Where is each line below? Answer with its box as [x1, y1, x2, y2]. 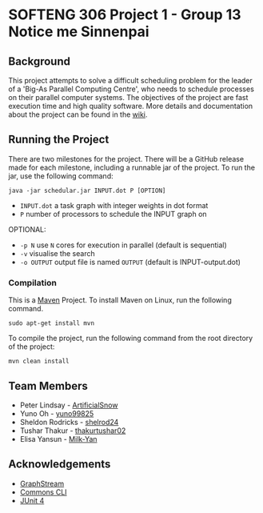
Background [8, 54, 70, 68]
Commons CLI [19, 487, 67, 497]
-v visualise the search [19, 248, 95, 258]
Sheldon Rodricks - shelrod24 [19, 417, 119, 427]
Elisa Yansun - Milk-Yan [19, 434, 98, 443]
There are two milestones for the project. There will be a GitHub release [8, 154, 245, 163]
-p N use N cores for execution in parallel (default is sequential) [19, 240, 228, 250]
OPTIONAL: [8, 224, 46, 234]
